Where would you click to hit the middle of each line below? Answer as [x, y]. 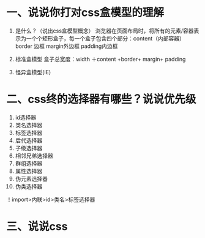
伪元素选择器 [31, 178]
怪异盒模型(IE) [33, 72]
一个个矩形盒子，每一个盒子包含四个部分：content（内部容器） [105, 38]
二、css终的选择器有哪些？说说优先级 [101, 99]
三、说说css [37, 227]
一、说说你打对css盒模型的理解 [85, 13]
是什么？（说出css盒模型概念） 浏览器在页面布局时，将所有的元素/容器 [104, 31]
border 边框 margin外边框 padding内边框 [66, 46]
